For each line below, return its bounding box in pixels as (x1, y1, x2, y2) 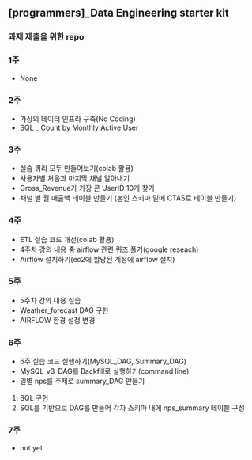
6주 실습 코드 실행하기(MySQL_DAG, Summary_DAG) (19, 356, 187, 367)
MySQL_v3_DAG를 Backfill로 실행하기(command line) (19, 367, 190, 376)
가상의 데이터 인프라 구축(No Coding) (19, 114, 136, 124)
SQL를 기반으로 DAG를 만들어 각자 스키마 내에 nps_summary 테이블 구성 (19, 403, 245, 412)
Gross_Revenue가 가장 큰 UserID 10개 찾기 (19, 184, 156, 193)
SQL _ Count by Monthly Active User (19, 123, 139, 132)
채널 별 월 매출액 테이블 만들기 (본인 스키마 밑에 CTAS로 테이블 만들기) (19, 193, 237, 203)
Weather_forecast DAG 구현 (19, 305, 109, 315)
